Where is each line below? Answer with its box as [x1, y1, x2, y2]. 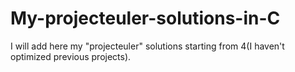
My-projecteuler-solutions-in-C [10, 7, 281, 30]
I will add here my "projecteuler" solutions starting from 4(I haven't [10, 40, 285, 52]
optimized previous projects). [10, 50, 132, 62]
